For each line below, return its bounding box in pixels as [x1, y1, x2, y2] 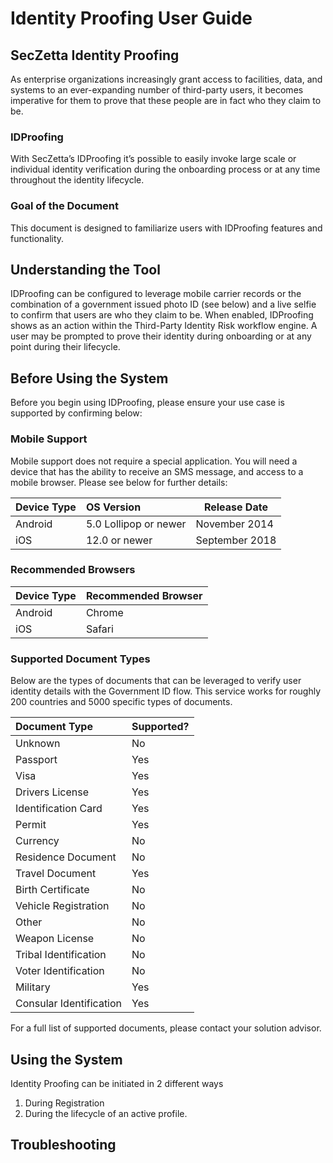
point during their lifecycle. [10, 341, 121, 353]
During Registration [24, 1097, 105, 1109]
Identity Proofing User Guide [10, 7, 253, 30]
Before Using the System [10, 370, 169, 387]
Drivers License [15, 785, 89, 799]
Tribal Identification [15, 948, 107, 962]
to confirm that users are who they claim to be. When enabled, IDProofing [10, 309, 314, 321]
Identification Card [15, 802, 103, 816]
